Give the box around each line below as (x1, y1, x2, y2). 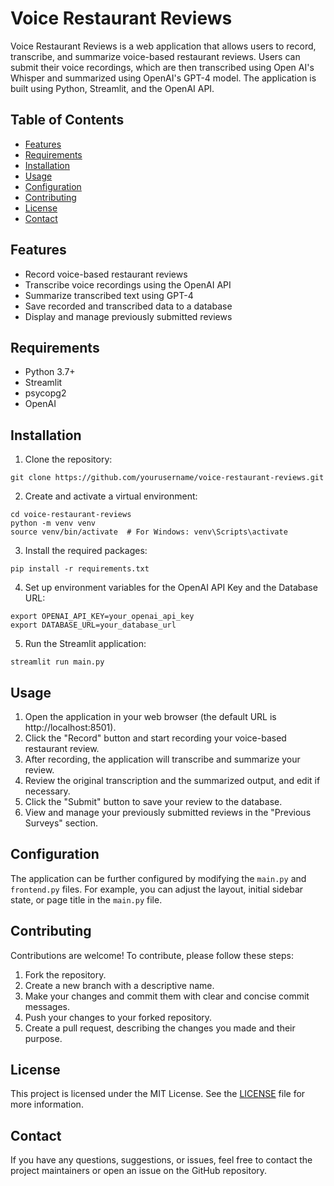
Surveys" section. (24, 817, 98, 829)
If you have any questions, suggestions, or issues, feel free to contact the (10, 1154, 313, 1166)
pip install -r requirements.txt (10, 564, 150, 574)
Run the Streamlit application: (24, 638, 147, 650)
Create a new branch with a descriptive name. (24, 979, 215, 991)
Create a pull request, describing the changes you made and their (24, 1022, 296, 1034)
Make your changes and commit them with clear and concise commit (24, 990, 310, 1002)
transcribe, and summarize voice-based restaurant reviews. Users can (10, 50, 301, 62)
